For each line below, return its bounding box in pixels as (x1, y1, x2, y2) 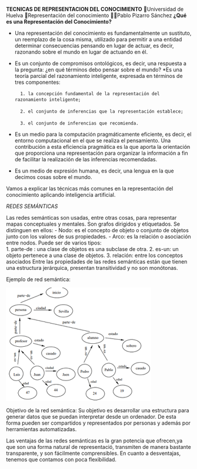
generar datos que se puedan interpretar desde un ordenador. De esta (6, 413, 176, 420)
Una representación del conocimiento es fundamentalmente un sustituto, (14, 30, 192, 37)
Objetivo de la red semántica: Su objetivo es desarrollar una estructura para (6, 407, 189, 413)
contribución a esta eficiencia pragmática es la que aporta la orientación (14, 144, 191, 150)
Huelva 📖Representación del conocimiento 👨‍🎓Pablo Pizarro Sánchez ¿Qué (6, 12, 187, 19)
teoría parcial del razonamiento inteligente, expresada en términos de (14, 73, 183, 79)
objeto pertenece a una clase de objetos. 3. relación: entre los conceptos (6, 252, 183, 259)
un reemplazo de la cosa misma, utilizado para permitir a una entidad (14, 36, 182, 43)
